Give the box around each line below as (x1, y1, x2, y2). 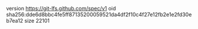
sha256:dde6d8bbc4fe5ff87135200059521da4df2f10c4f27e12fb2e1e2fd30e (6, 11, 192, 18)
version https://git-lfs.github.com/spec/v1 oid (6, 5, 116, 12)
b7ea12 (6, 17, 24, 24)
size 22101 (24, 17, 50, 24)
